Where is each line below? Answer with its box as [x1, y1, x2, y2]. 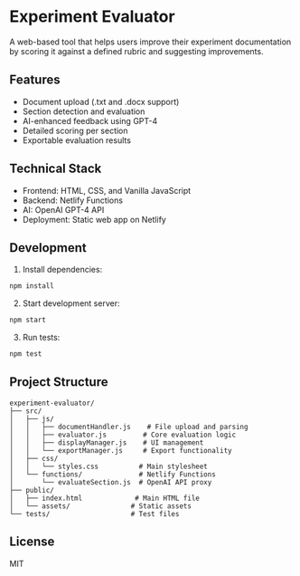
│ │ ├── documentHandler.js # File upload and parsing [9, 422, 248, 431]
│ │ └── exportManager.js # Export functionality [9, 446, 232, 455]
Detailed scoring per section [22, 125, 128, 136]
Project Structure [9, 374, 108, 390]
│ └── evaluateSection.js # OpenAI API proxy [9, 477, 212, 486]
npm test [9, 350, 42, 359]
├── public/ [9, 485, 54, 494]
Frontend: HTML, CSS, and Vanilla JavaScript [22, 185, 192, 196]
